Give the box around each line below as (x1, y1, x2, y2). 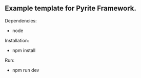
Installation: (5, 37, 29, 43)
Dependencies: (5, 17, 37, 23)
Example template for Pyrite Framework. (5, 4, 137, 13)
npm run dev (12, 67, 39, 73)
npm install (12, 47, 36, 53)
